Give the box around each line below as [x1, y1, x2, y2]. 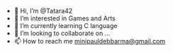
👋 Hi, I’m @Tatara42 [13, 7, 73, 15]
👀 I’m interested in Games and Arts [13, 14, 116, 22]
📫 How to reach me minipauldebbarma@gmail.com [13, 37, 166, 45]
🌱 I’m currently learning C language [13, 22, 118, 30]
